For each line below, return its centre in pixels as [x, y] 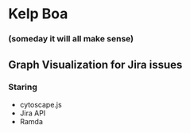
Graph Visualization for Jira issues [95, 65]
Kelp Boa [38, 14]
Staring [23, 87]
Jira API [33, 113]
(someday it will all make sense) [71, 39]
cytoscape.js [41, 104]
